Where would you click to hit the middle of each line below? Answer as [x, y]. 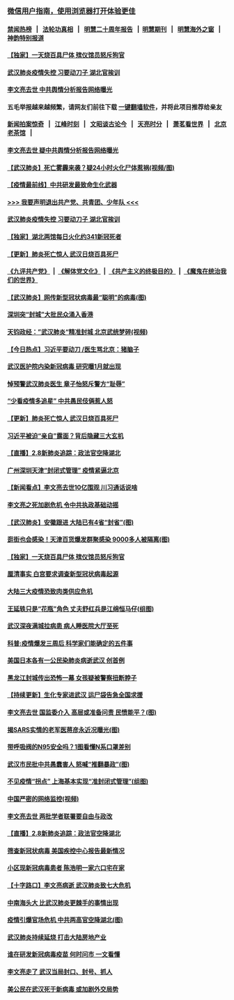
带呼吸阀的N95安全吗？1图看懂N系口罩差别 [69, 747]
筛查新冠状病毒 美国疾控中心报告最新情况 [66, 850]
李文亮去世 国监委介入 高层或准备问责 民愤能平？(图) [82, 712]
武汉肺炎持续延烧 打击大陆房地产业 [57, 937]
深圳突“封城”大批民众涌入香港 [50, 314]
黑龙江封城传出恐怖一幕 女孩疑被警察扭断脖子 [72, 677]
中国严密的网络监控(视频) [43, 799]
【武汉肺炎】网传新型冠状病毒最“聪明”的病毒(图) [77, 297]
